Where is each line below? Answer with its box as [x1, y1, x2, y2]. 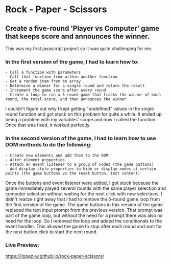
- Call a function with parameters [5, 70, 81, 75]
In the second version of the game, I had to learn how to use [5, 135, 156, 142]
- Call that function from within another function [5, 74, 117, 80]
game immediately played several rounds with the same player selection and [5, 185, 166, 191]
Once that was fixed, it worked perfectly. [5, 122, 91, 128]
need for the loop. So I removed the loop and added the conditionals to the [5, 217, 162, 224]
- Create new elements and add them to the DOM [5, 152, 109, 158]
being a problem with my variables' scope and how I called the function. [5, 117, 157, 123]
